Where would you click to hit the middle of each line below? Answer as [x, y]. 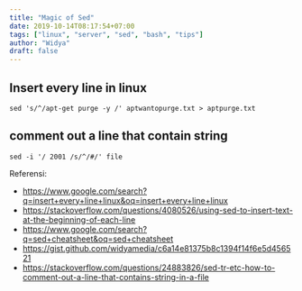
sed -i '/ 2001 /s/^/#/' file [66, 157]
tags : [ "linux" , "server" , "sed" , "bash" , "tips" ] [106, 34]
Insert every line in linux [78, 88]
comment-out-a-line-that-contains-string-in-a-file [115, 277]
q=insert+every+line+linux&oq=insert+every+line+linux [125, 200]
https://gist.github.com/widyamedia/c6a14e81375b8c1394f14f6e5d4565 [156, 248]
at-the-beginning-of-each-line [79, 219]
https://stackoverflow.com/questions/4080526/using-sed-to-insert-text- [157, 210]
